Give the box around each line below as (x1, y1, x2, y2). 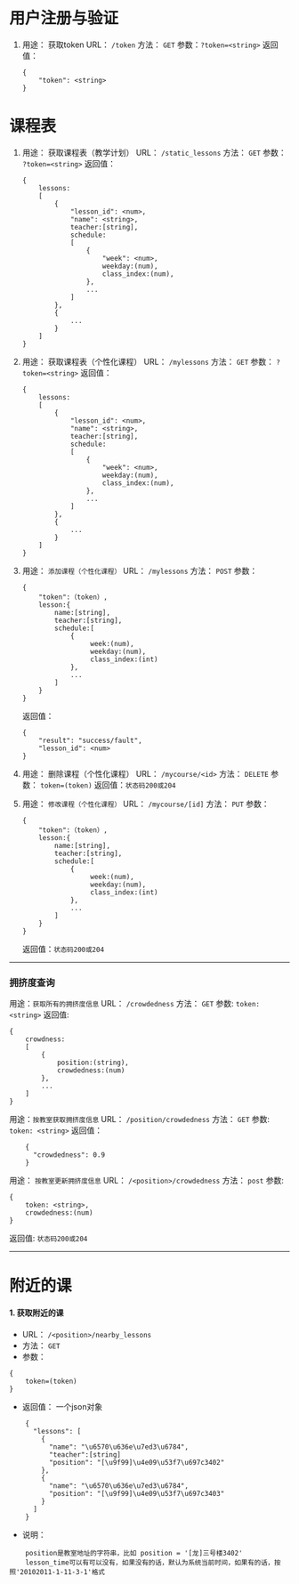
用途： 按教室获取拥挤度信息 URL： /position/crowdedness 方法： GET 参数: (9, 1114, 270, 1125)
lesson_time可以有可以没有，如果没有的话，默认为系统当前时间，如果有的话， (25, 1558, 274, 1567)
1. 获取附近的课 (9, 1307, 64, 1318)
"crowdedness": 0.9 (32, 1151, 105, 1160)
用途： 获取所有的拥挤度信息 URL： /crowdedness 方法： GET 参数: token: (9, 998, 261, 1009)
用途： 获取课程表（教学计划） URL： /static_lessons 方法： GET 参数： (21, 147, 287, 158)
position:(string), (56, 1058, 129, 1068)
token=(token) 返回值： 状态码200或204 (39, 780, 176, 790)
